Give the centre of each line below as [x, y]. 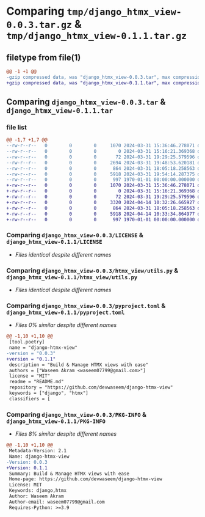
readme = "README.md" [36, 382]
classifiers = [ [30, 398]
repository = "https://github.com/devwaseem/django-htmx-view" [91, 387]
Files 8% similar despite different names [66, 434]
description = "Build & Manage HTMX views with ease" [79, 365]
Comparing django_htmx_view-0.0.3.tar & [86, 102]
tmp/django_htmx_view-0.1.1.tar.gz [97, 36]
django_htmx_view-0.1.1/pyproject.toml [66, 312]
